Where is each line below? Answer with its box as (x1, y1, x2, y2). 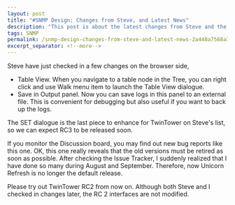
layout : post (7, 10, 45, 17)
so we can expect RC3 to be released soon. (7, 126, 133, 134)
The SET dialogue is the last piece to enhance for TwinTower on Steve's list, (7, 119, 226, 126)
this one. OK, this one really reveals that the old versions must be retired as (7, 147, 224, 155)
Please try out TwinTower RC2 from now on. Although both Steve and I (7, 183, 211, 190)
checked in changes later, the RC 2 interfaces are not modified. (7, 190, 190, 198)
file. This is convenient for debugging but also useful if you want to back (17, 98, 226, 105)
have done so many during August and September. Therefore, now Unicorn (7, 162, 225, 169)
